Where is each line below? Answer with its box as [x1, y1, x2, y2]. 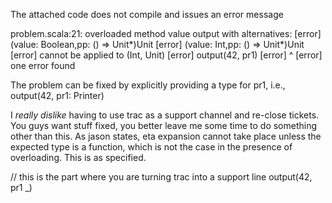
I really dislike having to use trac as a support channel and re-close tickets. [10, 109, 320, 121]
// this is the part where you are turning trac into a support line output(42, [10, 171, 313, 183]
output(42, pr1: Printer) [10, 90, 105, 101]
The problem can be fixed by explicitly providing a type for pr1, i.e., [10, 79, 286, 91]
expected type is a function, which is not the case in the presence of [10, 141, 293, 153]
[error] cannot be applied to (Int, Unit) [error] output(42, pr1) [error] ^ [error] [10, 49, 323, 61]
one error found [10, 60, 76, 71]
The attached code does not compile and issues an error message [10, 9, 284, 20]
